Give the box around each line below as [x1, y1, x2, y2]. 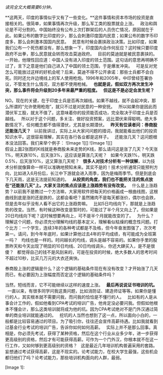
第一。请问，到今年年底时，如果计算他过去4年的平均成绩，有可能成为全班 [5, 231, 153, 237]
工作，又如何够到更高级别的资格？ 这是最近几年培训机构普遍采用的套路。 [9, 342, 158, 348]
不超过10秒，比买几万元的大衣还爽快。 [5, 255, 82, 261]
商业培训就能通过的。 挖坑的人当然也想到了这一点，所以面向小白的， [13, 312, 153, 318]
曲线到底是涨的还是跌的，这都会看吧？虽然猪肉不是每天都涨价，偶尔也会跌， [5, 195, 158, 200]
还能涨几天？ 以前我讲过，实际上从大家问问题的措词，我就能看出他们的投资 [5, 128, 158, 133]
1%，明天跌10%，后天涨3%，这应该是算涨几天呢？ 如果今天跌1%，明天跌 [5, 152, 155, 158]
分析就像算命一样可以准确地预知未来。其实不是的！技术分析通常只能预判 [9, 164, 154, 170]
